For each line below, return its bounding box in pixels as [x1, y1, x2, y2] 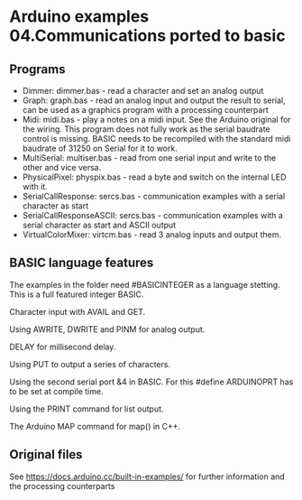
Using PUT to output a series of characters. [9, 358, 171, 369]
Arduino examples [9, 6, 150, 27]
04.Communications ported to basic [9, 25, 286, 46]
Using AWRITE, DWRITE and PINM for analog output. [9, 323, 206, 335]
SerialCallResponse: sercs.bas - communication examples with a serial [22, 191, 286, 201]
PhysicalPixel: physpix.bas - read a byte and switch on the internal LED [22, 171, 287, 182]
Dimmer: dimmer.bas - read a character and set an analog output [22, 86, 264, 96]
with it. [22, 181, 48, 191]
